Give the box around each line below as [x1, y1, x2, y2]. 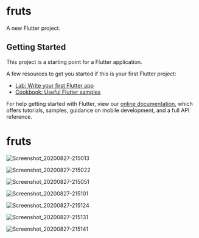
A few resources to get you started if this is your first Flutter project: [6, 70, 176, 77]
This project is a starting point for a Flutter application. [6, 58, 142, 65]
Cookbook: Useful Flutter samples [15, 88, 101, 96]
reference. [6, 113, 32, 120]
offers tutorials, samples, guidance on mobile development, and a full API [6, 107, 190, 114]
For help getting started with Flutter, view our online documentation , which [6, 100, 194, 107]
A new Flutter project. [6, 24, 61, 32]
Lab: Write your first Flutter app [15, 82, 94, 89]
